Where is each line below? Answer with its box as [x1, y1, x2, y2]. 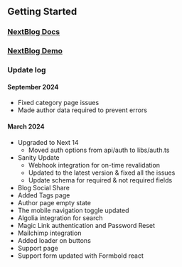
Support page [17, 244, 58, 252]
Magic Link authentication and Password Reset [17, 221, 155, 229]
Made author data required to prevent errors [17, 106, 148, 114]
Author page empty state [17, 198, 91, 207]
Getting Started [7, 6, 77, 18]
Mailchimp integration [17, 229, 82, 237]
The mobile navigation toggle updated [17, 206, 129, 214]
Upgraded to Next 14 [17, 138, 80, 146]
